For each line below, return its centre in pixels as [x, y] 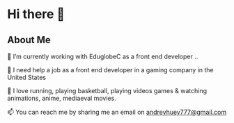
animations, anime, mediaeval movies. [62, 98]
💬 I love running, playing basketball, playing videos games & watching [107, 91]
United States [27, 77]
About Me [29, 40]
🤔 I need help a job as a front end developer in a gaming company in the [110, 70]
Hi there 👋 [36, 14]
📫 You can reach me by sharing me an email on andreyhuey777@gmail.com [117, 112]
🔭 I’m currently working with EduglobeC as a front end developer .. [103, 56]
